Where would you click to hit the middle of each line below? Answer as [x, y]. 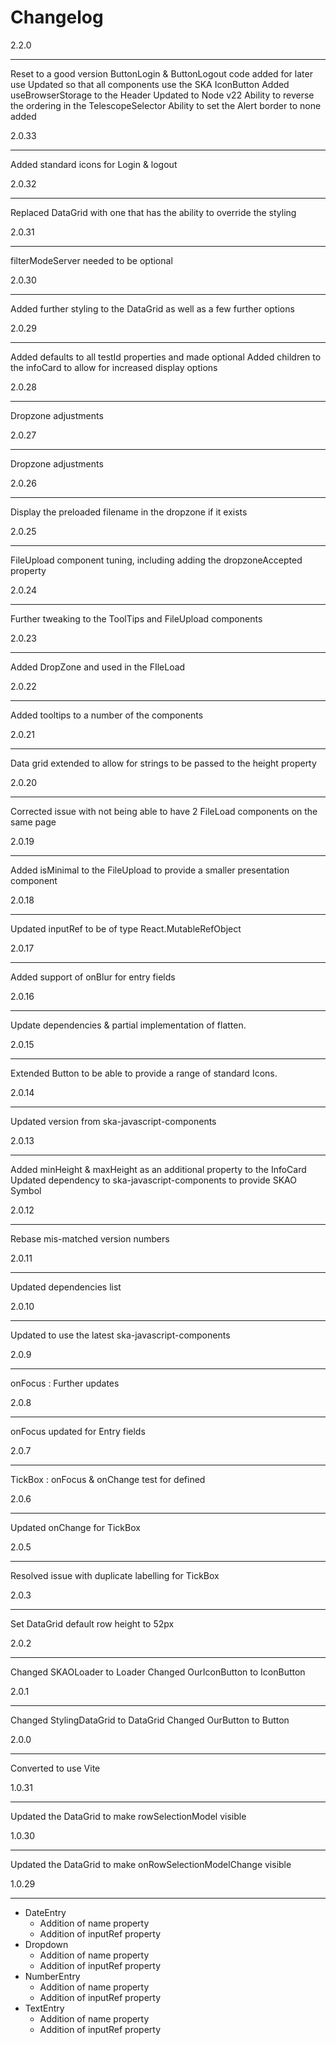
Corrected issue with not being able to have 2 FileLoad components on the [164, 811]
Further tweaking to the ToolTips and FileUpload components [136, 618]
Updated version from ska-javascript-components [113, 1121]
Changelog [57, 17]
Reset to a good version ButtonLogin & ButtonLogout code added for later [161, 73]
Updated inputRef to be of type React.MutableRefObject [126, 928]
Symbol [26, 1190]
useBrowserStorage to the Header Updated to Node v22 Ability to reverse [162, 95]
